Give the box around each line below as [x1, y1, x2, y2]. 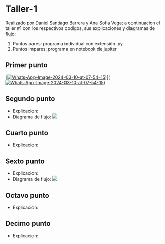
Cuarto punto [5, 128, 48, 137]
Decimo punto [5, 219, 51, 228]
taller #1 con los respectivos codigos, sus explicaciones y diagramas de [5, 25, 155, 31]
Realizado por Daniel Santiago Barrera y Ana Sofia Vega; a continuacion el [5, 20, 160, 26]
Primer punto [5, 60, 48, 69]
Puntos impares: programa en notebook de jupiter [12, 46, 117, 52]
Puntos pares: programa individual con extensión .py [12, 40, 123, 46]
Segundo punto [5, 95, 55, 103]
